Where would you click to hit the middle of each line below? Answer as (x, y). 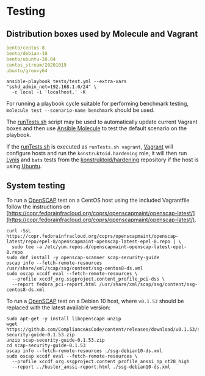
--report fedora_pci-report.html (54, 285)
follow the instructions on (38, 207)
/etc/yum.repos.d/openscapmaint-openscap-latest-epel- (116, 247)
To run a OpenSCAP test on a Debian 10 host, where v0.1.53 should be (95, 301)
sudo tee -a (27, 247)
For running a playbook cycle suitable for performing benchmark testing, (98, 104)
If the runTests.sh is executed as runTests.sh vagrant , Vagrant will (90, 147)
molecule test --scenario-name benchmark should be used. (81, 110)
